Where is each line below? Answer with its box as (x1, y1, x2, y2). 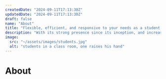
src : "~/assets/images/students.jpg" (9, 39, 87, 44)
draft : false (5, 16, 32, 21)
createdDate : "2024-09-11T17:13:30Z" (5, 7, 83, 12)
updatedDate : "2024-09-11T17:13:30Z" (5, 12, 83, 17)
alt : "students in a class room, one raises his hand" (9, 44, 125, 49)
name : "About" (5, 21, 35, 26)
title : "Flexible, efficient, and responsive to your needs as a (5, 26, 142, 31)
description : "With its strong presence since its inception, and (5, 30, 145, 35)
